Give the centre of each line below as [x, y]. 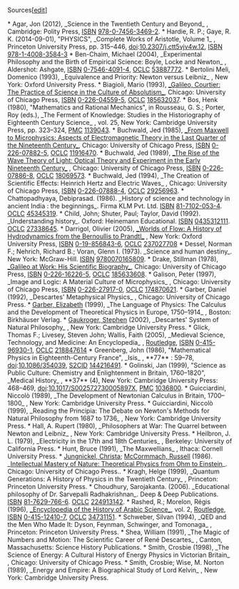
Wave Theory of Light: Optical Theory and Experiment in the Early [104, 160]
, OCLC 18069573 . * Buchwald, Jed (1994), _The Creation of [121, 175]
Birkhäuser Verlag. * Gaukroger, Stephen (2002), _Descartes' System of [113, 319]
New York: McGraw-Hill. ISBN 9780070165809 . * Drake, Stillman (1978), [113, 258]
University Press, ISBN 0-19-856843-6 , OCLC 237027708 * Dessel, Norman [120, 243]
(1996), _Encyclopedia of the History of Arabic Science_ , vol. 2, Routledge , [117, 509]
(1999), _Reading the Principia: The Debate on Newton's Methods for [108, 411]
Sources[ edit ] [27, 10]
